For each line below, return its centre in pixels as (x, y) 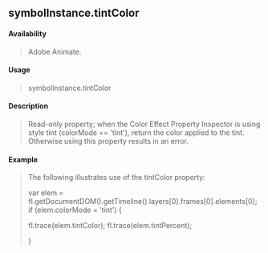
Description (28, 106)
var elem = (46, 193)
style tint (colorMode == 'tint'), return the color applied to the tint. (136, 133)
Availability (27, 33)
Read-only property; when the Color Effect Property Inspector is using (144, 124)
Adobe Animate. (55, 51)
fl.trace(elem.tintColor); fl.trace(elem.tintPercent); (110, 226)
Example (23, 159)
